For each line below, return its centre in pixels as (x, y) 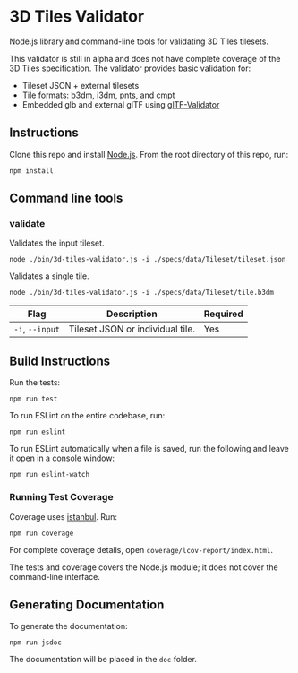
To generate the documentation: (68, 626)
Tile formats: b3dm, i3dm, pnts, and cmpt (98, 95)
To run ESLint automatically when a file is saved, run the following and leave (149, 449)
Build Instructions (60, 361)
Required (223, 314)
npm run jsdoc (36, 643)
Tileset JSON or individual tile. (132, 329)
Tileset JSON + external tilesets (81, 85)
